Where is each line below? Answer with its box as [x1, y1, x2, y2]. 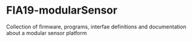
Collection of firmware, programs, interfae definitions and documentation [6, 23, 187, 30]
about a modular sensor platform [6, 29, 87, 36]
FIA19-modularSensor [6, 4, 118, 17]
